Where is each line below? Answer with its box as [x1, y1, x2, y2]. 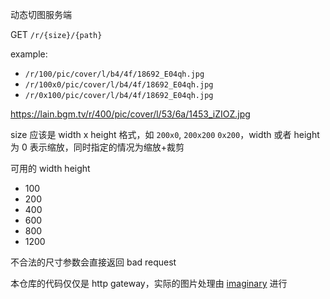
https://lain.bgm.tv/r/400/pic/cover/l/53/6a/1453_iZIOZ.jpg [10, 108, 251, 120]
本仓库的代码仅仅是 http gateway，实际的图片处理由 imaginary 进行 [10, 278, 288, 289]
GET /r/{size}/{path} [10, 29, 103, 40]
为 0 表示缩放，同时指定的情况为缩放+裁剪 [10, 141, 185, 153]
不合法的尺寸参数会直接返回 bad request [10, 256, 177, 268]
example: [10, 48, 48, 60]
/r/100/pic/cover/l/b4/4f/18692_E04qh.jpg [24, 69, 205, 79]
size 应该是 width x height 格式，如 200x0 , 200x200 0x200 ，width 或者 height [10, 129, 320, 140]
